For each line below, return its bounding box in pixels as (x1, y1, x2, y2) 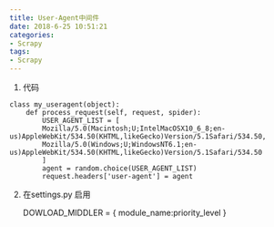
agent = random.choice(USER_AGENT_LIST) (42, 164, 198, 173)
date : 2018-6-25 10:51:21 (9, 22, 107, 31)
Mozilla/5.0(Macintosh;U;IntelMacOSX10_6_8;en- (42, 124, 226, 133)
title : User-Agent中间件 (9, 13, 100, 23)
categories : (9, 30, 55, 39)
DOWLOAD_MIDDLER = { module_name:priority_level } (22, 207, 228, 218)
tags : (9, 47, 30, 57)
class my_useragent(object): (9, 100, 120, 109)
